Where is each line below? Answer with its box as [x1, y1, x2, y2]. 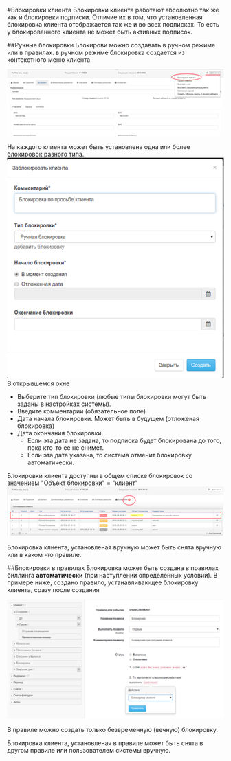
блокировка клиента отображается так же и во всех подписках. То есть [7, 21, 220, 28]
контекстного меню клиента [7, 56, 91, 64]
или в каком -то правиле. [7, 550, 82, 558]
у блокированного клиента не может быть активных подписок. [7, 27, 193, 36]
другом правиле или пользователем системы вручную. [7, 746, 171, 754]
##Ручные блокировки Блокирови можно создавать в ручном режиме [7, 41, 216, 49]
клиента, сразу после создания [7, 585, 100, 593]
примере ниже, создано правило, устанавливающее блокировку [7, 578, 199, 587]
